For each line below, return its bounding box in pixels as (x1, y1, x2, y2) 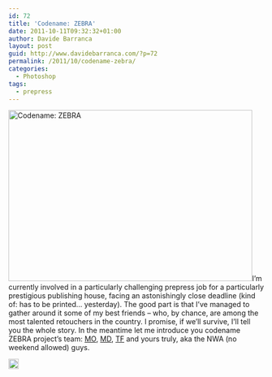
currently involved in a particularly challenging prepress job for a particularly (8, 282, 265, 292)
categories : (8, 65, 49, 73)
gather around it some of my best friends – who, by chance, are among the (8, 308, 259, 318)
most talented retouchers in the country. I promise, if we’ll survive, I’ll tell (8, 317, 251, 327)
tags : (8, 80, 27, 88)
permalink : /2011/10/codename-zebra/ (8, 58, 136, 66)
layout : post (8, 42, 53, 50)
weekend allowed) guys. (8, 343, 90, 353)
